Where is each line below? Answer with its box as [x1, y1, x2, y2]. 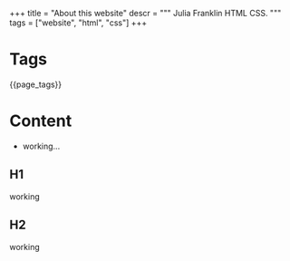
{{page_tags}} [9, 79, 63, 90]
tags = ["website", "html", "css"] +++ [9, 17, 148, 28]
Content [9, 111, 72, 131]
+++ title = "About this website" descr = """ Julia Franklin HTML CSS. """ [9, 8, 282, 18]
